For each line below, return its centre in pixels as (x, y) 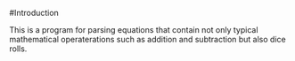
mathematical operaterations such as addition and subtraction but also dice (148, 39)
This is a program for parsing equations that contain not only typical (134, 30)
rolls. (18, 49)
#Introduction (34, 13)
